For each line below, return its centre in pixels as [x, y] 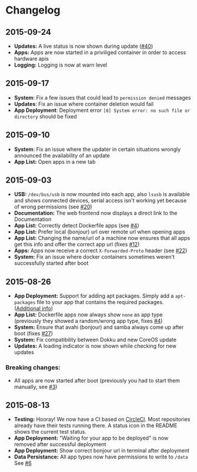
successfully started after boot [51, 263]
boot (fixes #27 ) [34, 334]
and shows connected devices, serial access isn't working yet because [100, 200]
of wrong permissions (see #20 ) [53, 207]
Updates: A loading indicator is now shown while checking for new [95, 346]
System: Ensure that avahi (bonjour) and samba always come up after [99, 327]
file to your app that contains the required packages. [100, 302]
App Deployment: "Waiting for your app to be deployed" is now [91, 438]
